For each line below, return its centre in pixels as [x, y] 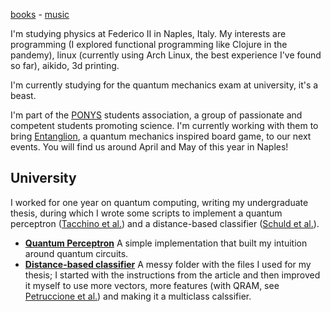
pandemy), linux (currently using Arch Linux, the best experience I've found [166, 55]
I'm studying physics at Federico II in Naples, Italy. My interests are [148, 33]
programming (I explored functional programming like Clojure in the [149, 44]
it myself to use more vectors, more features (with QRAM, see [152, 285]
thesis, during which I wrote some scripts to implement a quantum [146, 213]
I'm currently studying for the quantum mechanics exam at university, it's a [164, 85]
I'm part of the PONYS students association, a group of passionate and [156, 115]
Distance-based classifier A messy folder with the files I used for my [168, 264]
